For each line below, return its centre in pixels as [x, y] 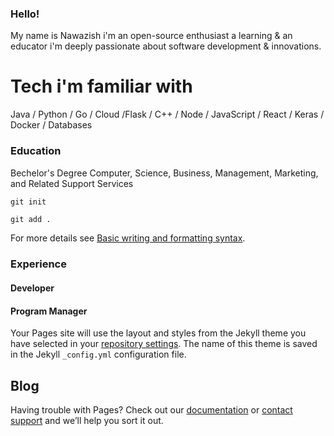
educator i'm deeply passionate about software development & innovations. [166, 46]
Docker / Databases [51, 125]
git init [28, 202]
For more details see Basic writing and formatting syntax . [128, 238]
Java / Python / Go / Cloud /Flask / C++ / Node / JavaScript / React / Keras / [167, 114]
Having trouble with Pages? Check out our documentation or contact [151, 409]
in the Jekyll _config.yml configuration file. [98, 354]
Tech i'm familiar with [101, 86]
